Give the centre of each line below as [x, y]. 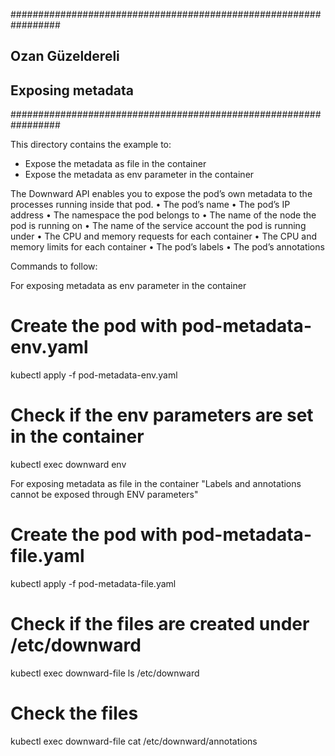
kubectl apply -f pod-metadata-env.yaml [94, 375]
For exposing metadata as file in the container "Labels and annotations [156, 484]
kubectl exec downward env [68, 465]
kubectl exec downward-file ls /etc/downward [105, 673]
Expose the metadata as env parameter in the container [139, 175]
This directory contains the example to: [91, 145]
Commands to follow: [54, 266]
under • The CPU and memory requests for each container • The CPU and [164, 236]
